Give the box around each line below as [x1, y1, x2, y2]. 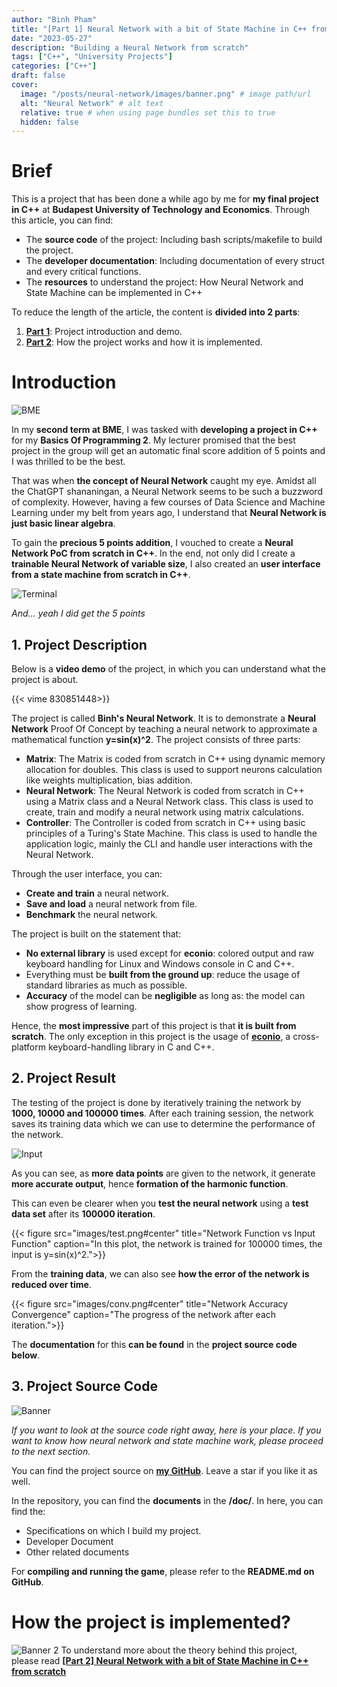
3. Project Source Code [11, 1378, 158, 1395]
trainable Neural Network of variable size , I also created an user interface [11, 558, 321, 570]
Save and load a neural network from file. [25, 897, 198, 910]
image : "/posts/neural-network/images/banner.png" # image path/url [20, 89, 312, 99]
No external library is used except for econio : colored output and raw [25, 947, 315, 959]
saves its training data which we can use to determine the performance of [11, 1117, 316, 1130]
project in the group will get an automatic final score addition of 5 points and [11, 445, 326, 457]
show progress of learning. [25, 1000, 138, 1012]
